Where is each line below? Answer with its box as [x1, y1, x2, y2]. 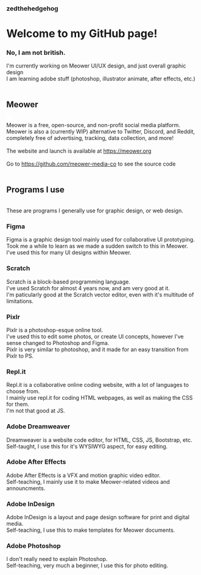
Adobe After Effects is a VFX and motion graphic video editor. [6, 472, 161, 479]
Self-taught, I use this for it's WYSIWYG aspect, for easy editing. [6, 442, 168, 450]
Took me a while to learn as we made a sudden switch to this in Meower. [6, 242, 189, 250]
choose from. [6, 388, 40, 395]
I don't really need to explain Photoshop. [6, 556, 108, 563]
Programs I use [6, 184, 65, 195]
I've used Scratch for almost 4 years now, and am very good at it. [6, 284, 171, 291]
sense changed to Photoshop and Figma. [6, 339, 110, 346]
